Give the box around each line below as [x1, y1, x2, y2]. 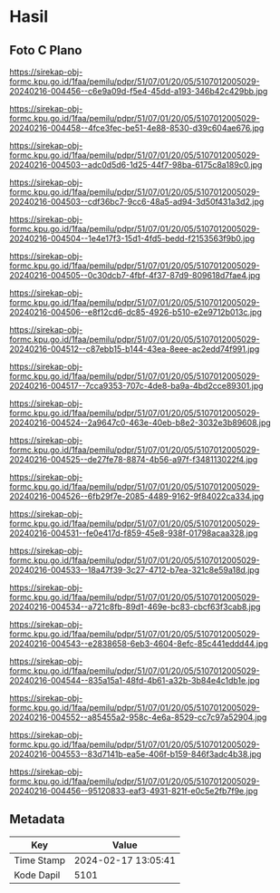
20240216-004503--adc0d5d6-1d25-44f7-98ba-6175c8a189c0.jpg [9, 160, 263, 170]
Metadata [9, 811, 65, 827]
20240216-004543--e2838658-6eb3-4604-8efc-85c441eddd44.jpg [9, 638, 269, 649]
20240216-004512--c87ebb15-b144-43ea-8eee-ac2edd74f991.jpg [9, 344, 260, 354]
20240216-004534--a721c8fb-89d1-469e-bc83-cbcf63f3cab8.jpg [9, 601, 261, 612]
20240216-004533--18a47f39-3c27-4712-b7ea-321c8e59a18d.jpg [9, 565, 260, 575]
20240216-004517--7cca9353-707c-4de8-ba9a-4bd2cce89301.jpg [9, 381, 265, 391]
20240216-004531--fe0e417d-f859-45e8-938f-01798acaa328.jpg [9, 528, 258, 539]
